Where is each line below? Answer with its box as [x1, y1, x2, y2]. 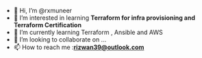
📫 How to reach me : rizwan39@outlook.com [13, 43, 144, 51]
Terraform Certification [13, 21, 82, 29]
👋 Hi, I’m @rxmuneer [13, 7, 73, 14]
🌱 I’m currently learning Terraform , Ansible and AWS [13, 28, 163, 36]
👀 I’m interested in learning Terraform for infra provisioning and [13, 14, 195, 22]
